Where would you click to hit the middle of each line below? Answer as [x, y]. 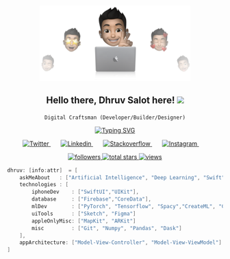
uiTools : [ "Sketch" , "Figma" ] [84, 214]
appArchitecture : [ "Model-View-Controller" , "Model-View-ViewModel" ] [121, 243]
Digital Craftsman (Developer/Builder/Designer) [115, 117]
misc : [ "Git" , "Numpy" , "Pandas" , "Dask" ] [107, 228]
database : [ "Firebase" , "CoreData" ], [92, 199]
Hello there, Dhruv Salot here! [111, 101]
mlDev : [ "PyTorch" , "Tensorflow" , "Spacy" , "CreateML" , [124, 207]
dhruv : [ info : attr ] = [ [42, 170]
